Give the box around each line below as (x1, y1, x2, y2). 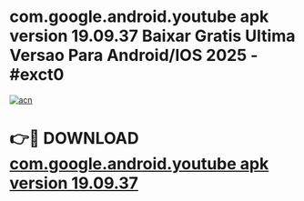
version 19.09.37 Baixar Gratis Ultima (9, 25, 296, 46)
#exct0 (9, 65, 65, 85)
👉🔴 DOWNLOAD (9, 128, 139, 149)
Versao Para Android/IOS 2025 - (9, 45, 258, 65)
